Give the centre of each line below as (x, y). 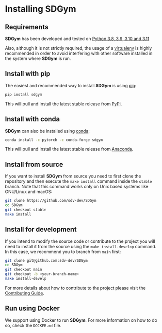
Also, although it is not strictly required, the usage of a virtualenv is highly (79, 48)
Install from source (34, 164)
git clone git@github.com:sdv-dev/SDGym (47, 260)
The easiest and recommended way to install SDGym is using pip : (71, 85)
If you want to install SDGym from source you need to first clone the (73, 176)
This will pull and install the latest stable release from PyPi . (64, 104)
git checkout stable (26, 210)
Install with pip (28, 74)
